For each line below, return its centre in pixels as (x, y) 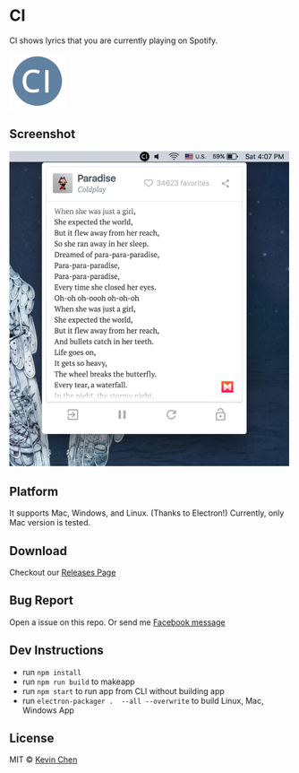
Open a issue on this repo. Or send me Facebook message (117, 622)
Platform (34, 491)
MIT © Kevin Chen (43, 760)
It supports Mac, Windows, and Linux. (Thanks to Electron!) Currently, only (147, 513)
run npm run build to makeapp (79, 682)
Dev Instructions (57, 651)
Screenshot (43, 134)
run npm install (52, 672)
